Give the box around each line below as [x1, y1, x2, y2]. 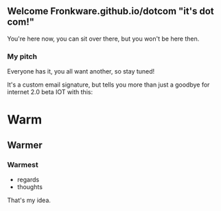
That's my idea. [7, 196, 51, 204]
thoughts [16, 182, 43, 191]
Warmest [7, 159, 39, 169]
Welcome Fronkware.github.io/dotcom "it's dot [7, 5, 214, 17]
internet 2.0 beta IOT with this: [7, 88, 93, 96]
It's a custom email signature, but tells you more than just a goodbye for [7, 80, 210, 89]
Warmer [7, 139, 43, 151]
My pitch [7, 52, 38, 61]
